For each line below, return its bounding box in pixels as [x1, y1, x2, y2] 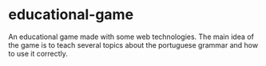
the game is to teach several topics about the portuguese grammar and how [8, 40, 258, 49]
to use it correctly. [8, 49, 68, 58]
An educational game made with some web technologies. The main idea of [8, 32, 254, 41]
